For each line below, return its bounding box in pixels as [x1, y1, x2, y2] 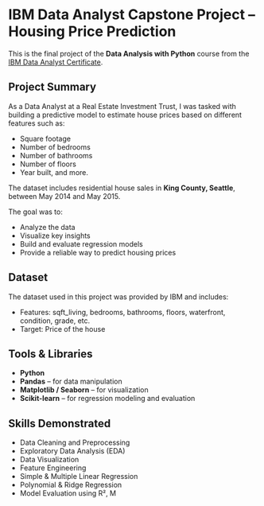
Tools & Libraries [8, 347, 93, 360]
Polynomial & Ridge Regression [19, 480, 122, 490]
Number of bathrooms [19, 150, 93, 160]
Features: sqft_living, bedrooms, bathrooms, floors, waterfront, [19, 307, 226, 317]
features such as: [8, 118, 65, 128]
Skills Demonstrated [8, 416, 111, 430]
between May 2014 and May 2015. [8, 191, 121, 200]
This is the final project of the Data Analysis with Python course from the [8, 49, 250, 58]
